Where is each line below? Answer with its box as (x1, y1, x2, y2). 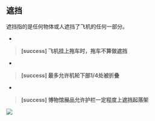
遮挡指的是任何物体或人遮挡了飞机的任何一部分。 (6, 23, 128, 30)
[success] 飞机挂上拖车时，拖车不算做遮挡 (21, 47, 128, 54)
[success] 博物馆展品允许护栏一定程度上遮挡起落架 (21, 96, 149, 104)
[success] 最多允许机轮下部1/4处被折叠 (21, 72, 119, 79)
